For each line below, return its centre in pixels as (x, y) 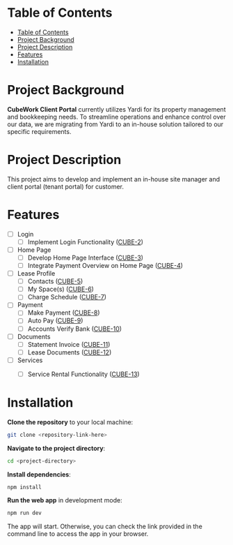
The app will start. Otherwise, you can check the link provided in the (105, 527)
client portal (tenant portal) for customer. (65, 186)
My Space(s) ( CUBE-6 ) (61, 289)
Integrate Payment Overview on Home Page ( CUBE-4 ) (105, 266)
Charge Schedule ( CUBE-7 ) (67, 297)
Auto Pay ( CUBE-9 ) (55, 321)
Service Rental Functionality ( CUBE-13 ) (84, 374)
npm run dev (24, 513)
